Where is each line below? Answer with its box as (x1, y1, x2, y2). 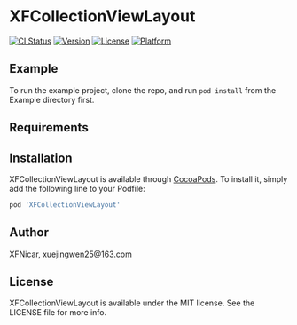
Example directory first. (9, 94, 95, 105)
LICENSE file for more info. (9, 307, 107, 318)
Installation (9, 150, 73, 165)
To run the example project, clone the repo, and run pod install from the (9, 84, 277, 95)
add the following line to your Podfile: (9, 183, 146, 194)
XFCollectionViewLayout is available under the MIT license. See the (9, 297, 255, 308)
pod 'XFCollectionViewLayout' (9, 200, 121, 210)
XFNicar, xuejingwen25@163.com (9, 249, 133, 259)
